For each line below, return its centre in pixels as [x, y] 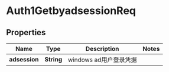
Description [102, 49]
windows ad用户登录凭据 [102, 60]
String [53, 59]
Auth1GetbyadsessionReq [71, 11]
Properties [26, 32]
